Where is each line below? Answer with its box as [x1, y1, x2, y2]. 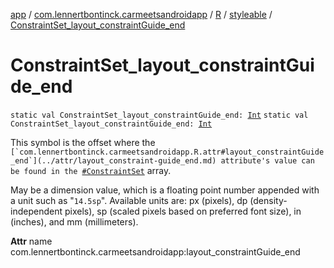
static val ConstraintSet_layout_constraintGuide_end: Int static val [10, 110, 309, 120]
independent [10, 205, 63, 217]
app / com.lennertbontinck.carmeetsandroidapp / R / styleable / [10, 9, 273, 20]
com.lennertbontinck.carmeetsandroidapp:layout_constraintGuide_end [10, 245, 301, 258]
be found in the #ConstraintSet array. [10, 164, 172, 176]
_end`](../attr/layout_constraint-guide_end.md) [10, 155, 217, 166]
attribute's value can [220, 155, 315, 166]
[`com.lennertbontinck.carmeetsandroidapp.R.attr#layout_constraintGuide [10, 147, 325, 157]
